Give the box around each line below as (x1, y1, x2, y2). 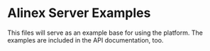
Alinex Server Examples (7, 5, 151, 21)
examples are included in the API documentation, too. (7, 35, 164, 44)
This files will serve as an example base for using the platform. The (7, 28, 204, 37)
